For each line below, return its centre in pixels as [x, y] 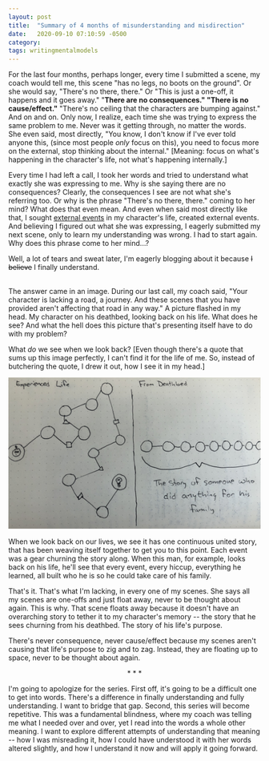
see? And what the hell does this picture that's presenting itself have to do [130, 325]
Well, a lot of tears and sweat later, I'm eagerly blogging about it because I [131, 259]
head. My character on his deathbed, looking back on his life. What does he [133, 317]
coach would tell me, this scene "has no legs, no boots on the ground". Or [130, 83]
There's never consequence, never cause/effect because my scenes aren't [132, 641]
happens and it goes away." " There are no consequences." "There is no [128, 100]
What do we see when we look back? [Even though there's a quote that [126, 349]
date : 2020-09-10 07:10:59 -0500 [68, 34]
